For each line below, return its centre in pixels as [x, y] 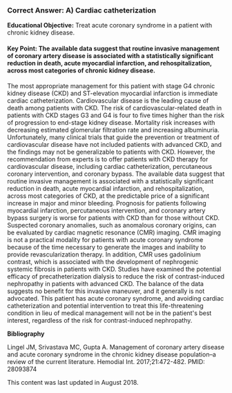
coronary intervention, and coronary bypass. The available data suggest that [116, 174]
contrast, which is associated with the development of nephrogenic [103, 261]
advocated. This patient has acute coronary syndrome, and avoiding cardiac [116, 298]
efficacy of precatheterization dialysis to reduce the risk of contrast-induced [116, 276]
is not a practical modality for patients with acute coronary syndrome [105, 239]
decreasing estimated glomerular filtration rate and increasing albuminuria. [113, 130]
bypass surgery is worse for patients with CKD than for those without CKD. [113, 218]
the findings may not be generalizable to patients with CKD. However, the [111, 152]
